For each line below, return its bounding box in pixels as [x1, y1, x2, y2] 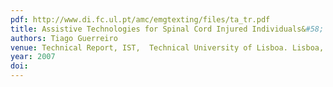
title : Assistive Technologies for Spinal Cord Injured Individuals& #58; [10, 24, 325, 34]
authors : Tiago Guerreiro [10, 33, 118, 43]
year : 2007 [10, 52, 56, 62]
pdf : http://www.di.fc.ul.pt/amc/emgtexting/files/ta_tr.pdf [10, 14, 271, 25]
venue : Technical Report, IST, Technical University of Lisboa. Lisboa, [10, 42, 325, 53]
